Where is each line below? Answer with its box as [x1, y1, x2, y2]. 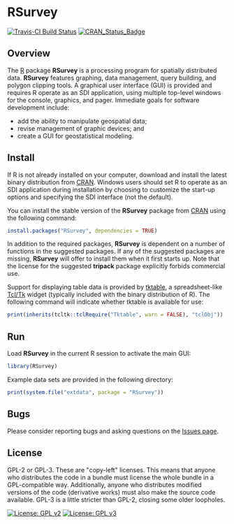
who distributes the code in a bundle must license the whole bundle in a [7, 473, 214, 481]
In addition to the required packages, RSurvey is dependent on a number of [7, 240, 226, 248]
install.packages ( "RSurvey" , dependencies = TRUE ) [7, 227, 158, 234]
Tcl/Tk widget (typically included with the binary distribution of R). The [7, 291, 210, 299]
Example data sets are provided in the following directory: [7, 375, 173, 384]
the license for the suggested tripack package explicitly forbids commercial [7, 262, 226, 270]
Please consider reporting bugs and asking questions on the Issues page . [7, 427, 219, 435]
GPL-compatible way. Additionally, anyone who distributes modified [7, 480, 203, 489]
